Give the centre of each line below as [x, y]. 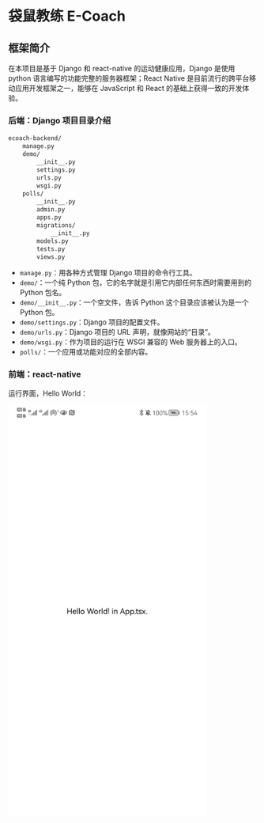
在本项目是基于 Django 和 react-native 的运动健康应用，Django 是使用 [122, 68]
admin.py [51, 210]
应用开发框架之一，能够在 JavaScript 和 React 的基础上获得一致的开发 [128, 88]
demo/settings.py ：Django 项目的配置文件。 [92, 322]
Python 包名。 [43, 293]
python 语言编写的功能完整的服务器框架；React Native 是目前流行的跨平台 [129, 78]
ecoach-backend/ [35, 138]
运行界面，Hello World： [48, 393]
